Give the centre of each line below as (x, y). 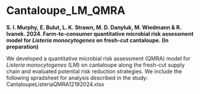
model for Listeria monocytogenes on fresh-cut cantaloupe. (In (87, 40)
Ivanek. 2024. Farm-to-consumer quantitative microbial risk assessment (100, 33)
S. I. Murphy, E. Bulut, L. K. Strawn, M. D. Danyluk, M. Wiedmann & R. (94, 27)
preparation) (22, 47)
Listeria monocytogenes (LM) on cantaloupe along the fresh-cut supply (95, 65)
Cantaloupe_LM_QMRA (66, 11)
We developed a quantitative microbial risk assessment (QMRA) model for (98, 58)
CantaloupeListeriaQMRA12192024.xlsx (55, 84)
